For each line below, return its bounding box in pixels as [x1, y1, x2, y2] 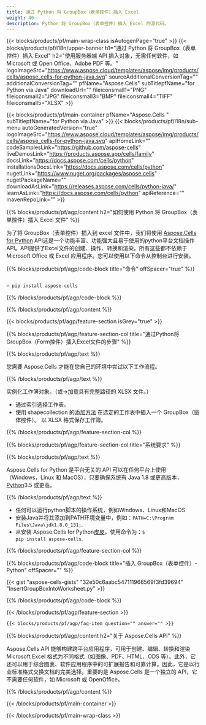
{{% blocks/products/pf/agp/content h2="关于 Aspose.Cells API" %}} [6, 632, 182, 640]
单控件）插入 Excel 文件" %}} [6, 216, 80, 224]
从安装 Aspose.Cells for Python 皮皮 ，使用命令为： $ [15, 528, 145, 535]
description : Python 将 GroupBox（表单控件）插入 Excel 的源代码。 [6, 20, 170, 26]
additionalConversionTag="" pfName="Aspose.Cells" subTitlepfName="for [6, 80, 195, 87]
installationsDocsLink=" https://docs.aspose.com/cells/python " [6, 163, 165, 171]
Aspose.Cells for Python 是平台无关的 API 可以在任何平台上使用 [6, 466, 167, 474]
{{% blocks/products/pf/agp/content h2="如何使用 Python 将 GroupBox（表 [6, 209, 198, 216]
